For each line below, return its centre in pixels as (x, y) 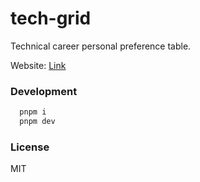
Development (44, 91)
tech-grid (51, 18)
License (30, 147)
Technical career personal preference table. (101, 46)
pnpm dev (37, 122)
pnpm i (33, 112)
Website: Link (38, 65)
